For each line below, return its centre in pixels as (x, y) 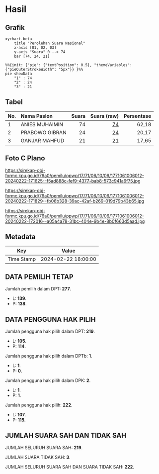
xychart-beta (19, 39)
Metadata (20, 237)
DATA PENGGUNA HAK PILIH (50, 319)
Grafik (15, 28)
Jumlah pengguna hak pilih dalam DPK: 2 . (48, 380)
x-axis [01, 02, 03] (35, 48)
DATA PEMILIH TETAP (39, 277)
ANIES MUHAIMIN (42, 124)
